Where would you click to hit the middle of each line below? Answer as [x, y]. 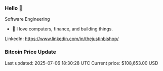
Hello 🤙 [14, 8]
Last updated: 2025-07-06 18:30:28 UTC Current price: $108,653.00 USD [81, 63]
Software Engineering [27, 19]
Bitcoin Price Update [30, 52]
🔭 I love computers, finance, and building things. [63, 29]
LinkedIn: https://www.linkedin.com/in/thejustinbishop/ [62, 39]
